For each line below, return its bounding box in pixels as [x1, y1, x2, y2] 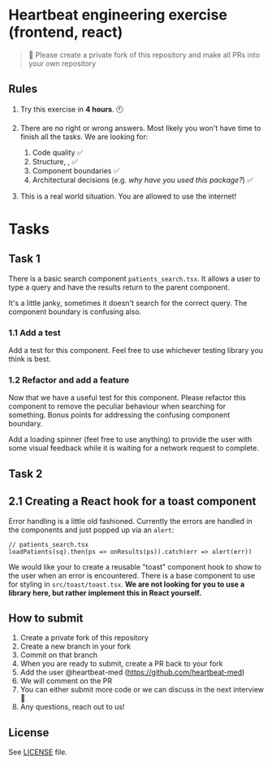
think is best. [8, 354, 51, 364]
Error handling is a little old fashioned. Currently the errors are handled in [8, 516, 253, 526]
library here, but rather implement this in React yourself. [8, 587, 202, 597]
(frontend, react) [8, 23, 123, 41]
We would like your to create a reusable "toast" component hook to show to [8, 561, 261, 571]
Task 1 [8, 252, 41, 266]
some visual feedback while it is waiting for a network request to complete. [8, 443, 260, 453]
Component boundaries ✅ [32, 165, 120, 176]
